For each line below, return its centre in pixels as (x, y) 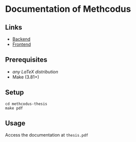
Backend (21, 39)
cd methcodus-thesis (26, 104)
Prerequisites (26, 60)
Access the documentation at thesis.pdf (47, 135)
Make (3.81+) (26, 77)
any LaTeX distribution (35, 71)
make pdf (14, 108)
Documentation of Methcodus (68, 9)
